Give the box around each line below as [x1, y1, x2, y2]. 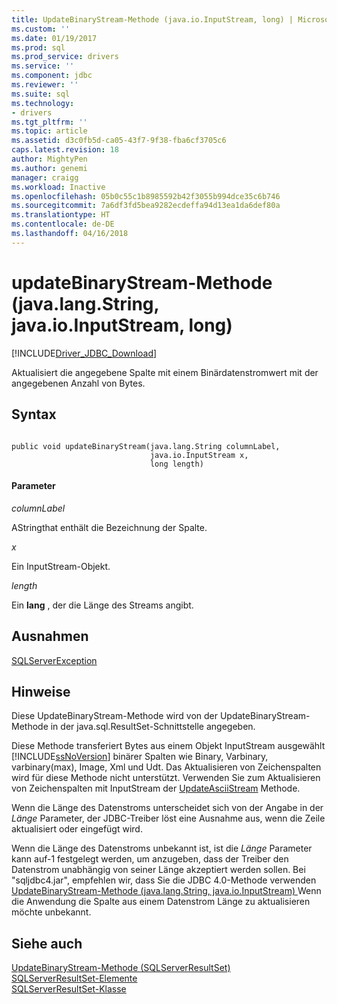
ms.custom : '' [11, 24, 71, 34]
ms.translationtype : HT [11, 210, 111, 220]
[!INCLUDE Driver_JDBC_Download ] [11, 347, 158, 359]
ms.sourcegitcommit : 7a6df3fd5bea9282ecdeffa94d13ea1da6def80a [11, 201, 281, 211]
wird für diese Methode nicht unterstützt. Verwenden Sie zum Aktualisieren [11, 772, 321, 784]
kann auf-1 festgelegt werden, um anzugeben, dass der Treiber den [11, 853, 289, 865]
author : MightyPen [11, 154, 88, 164]
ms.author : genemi [11, 163, 88, 173]
